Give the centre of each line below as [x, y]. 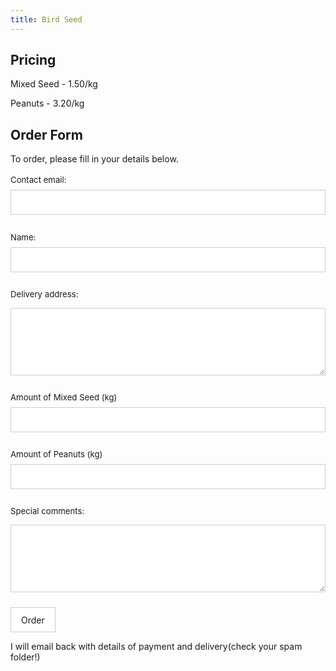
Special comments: [47, 511]
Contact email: [38, 180]
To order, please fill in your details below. [94, 159]
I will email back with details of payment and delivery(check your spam [156, 647]
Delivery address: [44, 294]
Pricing [33, 60]
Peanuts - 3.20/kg [47, 103]
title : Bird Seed [46, 19]
